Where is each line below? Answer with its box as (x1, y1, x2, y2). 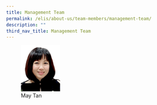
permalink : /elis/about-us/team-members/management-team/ (6, 15, 152, 22)
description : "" (6, 22, 46, 28)
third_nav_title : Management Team (6, 28, 91, 34)
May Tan (21, 92, 42, 99)
